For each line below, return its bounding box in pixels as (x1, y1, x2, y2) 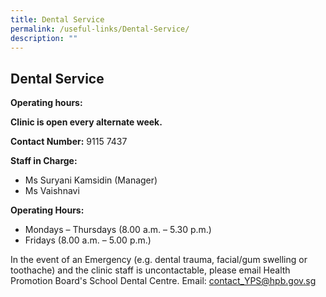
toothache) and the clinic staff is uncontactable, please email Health (10, 264, 291, 276)
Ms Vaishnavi (24, 185, 80, 197)
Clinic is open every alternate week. (10, 116, 163, 128)
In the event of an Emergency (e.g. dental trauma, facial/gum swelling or (10, 254, 308, 266)
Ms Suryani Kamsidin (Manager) (24, 174, 158, 186)
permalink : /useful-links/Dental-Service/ (10, 24, 190, 34)
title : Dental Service (10, 14, 105, 25)
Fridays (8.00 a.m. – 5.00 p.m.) (24, 234, 152, 246)
